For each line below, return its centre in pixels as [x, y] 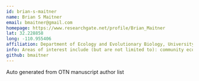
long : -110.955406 [29, 39]
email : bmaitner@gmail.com [39, 22]
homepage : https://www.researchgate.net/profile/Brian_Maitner [86, 28]
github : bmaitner [28, 55]
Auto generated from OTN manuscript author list [65, 72]
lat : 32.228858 [25, 33]
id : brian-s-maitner [32, 11]
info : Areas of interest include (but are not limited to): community [95, 50]
